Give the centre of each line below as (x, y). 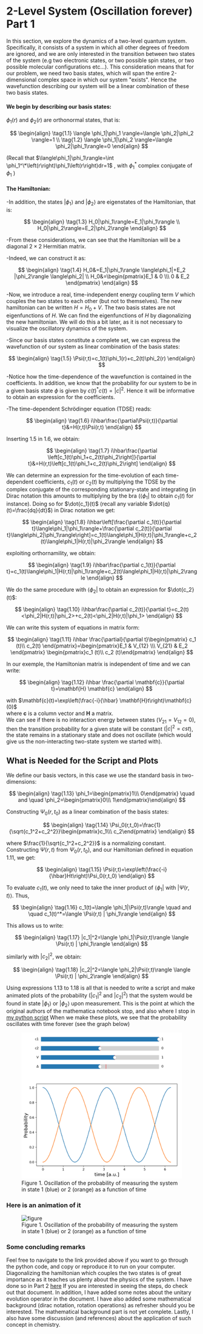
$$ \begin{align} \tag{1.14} (75, 825)
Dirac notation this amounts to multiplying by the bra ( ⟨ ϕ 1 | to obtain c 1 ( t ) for (100, 497)
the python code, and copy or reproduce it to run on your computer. (91, 1267)
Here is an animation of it (44, 1205)
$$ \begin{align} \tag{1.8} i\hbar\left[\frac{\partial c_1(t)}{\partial (102, 522)
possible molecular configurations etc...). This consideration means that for (100, 67)
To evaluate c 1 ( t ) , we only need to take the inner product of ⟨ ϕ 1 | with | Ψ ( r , (98, 888)
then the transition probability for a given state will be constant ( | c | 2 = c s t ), (100, 728)
